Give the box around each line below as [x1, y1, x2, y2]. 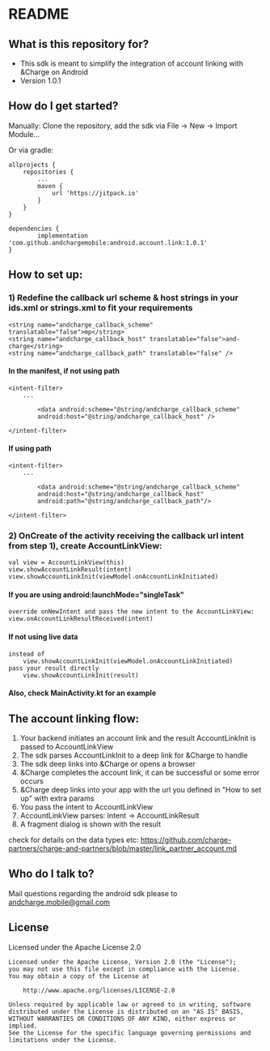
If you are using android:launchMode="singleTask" [8, 589, 184, 600]
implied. [8, 1022, 38, 1030]
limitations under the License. [8, 1036, 117, 1044]
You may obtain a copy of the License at [8, 972, 150, 981]
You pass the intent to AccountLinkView [19, 802, 154, 812]
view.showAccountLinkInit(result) [23, 671, 139, 679]
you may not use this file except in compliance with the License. [8, 965, 241, 973]
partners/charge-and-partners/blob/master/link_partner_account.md [8, 844, 237, 853]
